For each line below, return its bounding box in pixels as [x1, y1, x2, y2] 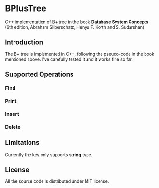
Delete [5, 124, 21, 130]
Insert [5, 110, 19, 117]
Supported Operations [5, 70, 74, 78]
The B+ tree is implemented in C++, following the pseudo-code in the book [5, 51, 155, 57]
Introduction [5, 38, 43, 47]
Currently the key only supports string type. [5, 151, 93, 157]
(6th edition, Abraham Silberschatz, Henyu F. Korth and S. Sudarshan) [5, 24, 145, 30]
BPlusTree [5, 3, 47, 14]
